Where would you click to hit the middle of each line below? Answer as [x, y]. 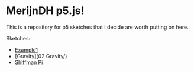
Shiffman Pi [29, 62]
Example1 [26, 50]
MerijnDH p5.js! [45, 11]
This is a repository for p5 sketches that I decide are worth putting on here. [98, 27]
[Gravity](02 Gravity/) [41, 56]
